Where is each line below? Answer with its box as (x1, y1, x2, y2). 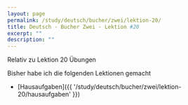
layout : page (7, 10, 46, 17)
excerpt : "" (7, 29, 42, 37)
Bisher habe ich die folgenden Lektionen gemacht (7, 69, 152, 78)
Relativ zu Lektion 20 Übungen (7, 55, 97, 64)
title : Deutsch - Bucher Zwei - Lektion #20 (7, 23, 140, 30)
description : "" (7, 36, 55, 43)
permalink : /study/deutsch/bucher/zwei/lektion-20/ (7, 17, 161, 24)
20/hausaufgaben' (17, 90, 72, 99)
